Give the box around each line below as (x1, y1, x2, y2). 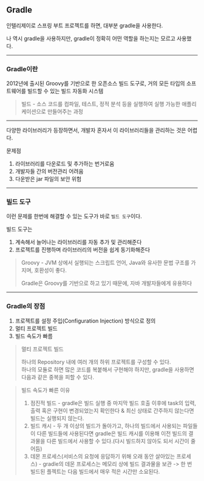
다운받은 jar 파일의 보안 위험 (15, 175, 82, 183)
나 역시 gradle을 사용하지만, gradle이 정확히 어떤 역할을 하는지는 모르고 (6, 35, 176, 42)
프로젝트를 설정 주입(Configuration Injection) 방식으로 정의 (15, 317, 156, 325)
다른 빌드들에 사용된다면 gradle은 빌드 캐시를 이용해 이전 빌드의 (36, 429, 187, 437)
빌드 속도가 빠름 (15, 332, 53, 340)
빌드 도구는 (6, 225, 33, 233)
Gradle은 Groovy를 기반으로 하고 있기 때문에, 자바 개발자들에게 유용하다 (21, 279, 192, 287)
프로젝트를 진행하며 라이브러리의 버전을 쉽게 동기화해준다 (15, 246, 151, 253)
